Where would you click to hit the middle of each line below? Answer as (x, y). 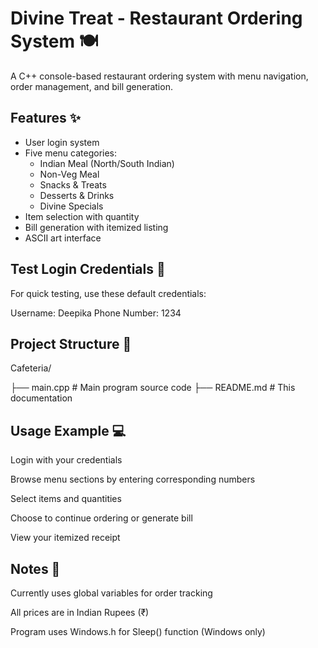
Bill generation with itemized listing (96, 227)
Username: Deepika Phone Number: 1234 (96, 313)
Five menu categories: (71, 153)
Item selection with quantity (82, 216)
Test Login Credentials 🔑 (88, 269)
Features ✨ (45, 118)
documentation (41, 398)
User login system (62, 142)
